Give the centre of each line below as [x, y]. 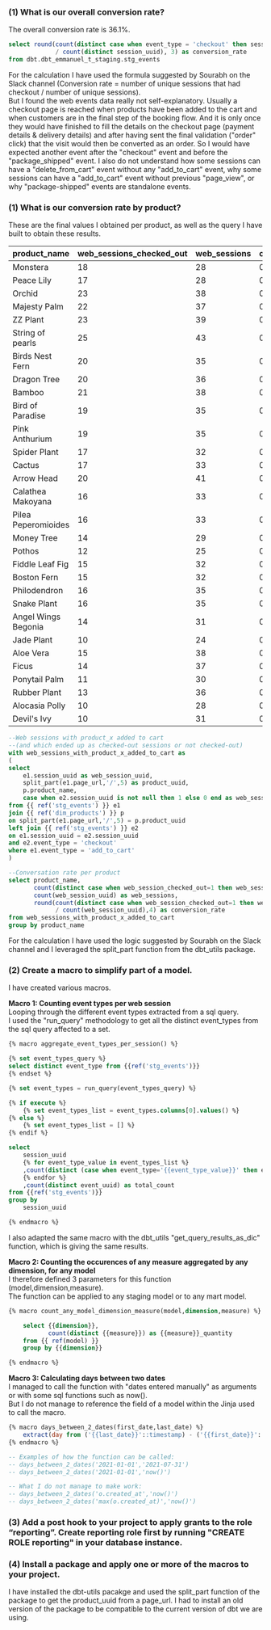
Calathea [29, 491]
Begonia [28, 627]
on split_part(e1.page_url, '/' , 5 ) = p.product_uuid [97, 820]
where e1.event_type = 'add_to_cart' [72, 851]
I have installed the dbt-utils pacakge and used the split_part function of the [134, 1592]
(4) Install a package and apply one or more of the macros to [129, 1564]
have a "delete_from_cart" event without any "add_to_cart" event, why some [135, 169]
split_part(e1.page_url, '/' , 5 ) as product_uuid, [106, 783]
